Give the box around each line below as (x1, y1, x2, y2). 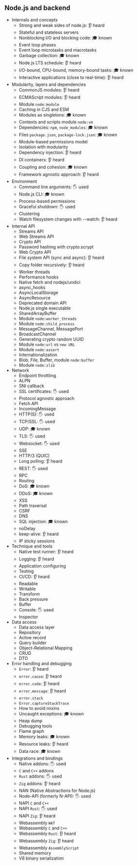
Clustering (18, 211, 40, 216)
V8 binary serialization (18, 855, 64, 861)
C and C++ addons (18, 768, 54, 773)
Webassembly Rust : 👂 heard (18, 830, 76, 836)
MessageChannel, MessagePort (18, 326, 83, 332)
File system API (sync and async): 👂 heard (18, 255, 104, 260)
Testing (18, 568, 34, 574)
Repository (18, 629, 41, 635)
